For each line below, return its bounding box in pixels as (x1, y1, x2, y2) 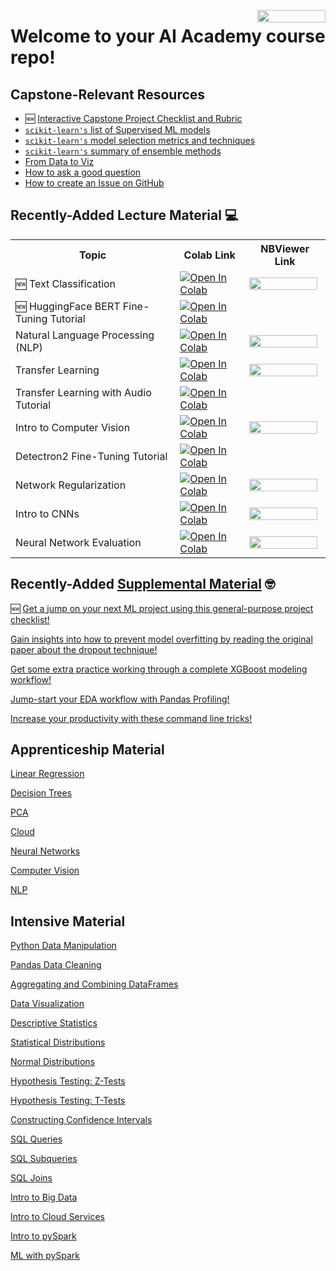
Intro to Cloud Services (10, 1211, 105, 1223)
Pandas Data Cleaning (10, 959, 102, 971)
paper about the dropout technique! (10, 643, 158, 655)
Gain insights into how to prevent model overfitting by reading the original (10, 633, 313, 645)
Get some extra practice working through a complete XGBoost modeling (10, 663, 308, 675)
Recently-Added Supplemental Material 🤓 (10, 576, 276, 593)
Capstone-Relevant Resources (10, 86, 206, 103)
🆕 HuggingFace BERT (15, 299, 121, 313)
